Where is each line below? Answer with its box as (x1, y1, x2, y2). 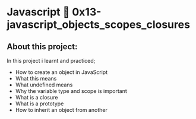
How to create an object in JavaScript (15, 69, 108, 76)
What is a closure (15, 94, 58, 101)
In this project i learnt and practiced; (7, 57, 96, 64)
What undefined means (15, 81, 73, 88)
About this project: (7, 41, 78, 52)
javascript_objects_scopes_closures (7, 18, 191, 31)
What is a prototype (15, 100, 64, 107)
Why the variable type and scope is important (15, 88, 127, 94)
